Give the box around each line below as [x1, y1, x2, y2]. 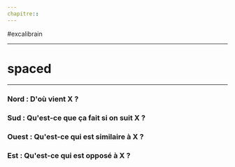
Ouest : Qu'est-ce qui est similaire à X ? [7, 132, 144, 142]
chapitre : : [7, 10, 39, 18]
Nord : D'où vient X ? [7, 94, 79, 104]
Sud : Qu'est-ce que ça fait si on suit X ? [7, 113, 145, 123]
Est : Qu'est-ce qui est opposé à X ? [7, 151, 131, 161]
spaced [7, 60, 52, 76]
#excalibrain [7, 29, 43, 38]
